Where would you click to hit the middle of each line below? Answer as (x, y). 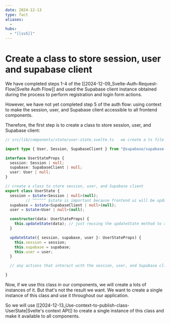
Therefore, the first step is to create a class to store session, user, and (78, 125)
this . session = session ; (40, 242)
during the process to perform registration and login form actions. (74, 94)
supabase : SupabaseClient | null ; (46, 168)
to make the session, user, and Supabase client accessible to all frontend (81, 109)
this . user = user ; (34, 252)
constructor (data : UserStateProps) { (50, 219)
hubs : (11, 29)
